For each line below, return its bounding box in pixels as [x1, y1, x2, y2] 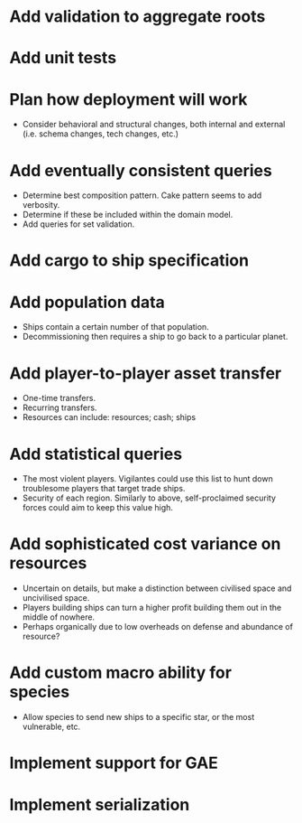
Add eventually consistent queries [9, 160, 272, 181]
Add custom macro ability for [9, 662, 233, 683]
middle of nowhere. [22, 612, 96, 622]
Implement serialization [9, 794, 190, 815]
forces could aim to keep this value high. [22, 502, 174, 513]
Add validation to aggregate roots [9, 6, 266, 27]
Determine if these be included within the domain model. [22, 210, 233, 220]
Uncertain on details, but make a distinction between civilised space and [22, 583, 292, 594]
